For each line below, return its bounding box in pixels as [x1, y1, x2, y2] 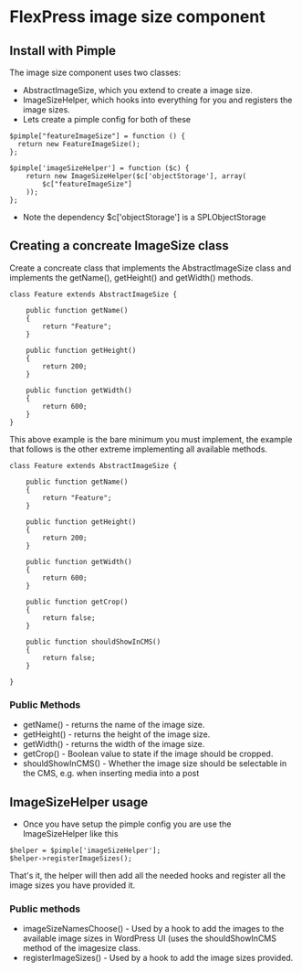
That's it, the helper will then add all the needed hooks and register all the [9, 870, 286, 881]
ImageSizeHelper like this [22, 828, 119, 838]
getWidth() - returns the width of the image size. [22, 739, 205, 750]
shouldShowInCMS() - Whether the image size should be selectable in [22, 758, 287, 769]
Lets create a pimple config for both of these [22, 114, 192, 124]
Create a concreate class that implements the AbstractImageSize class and [9, 262, 292, 273]
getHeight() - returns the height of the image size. [22, 729, 211, 740]
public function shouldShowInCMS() [26, 637, 161, 646]
